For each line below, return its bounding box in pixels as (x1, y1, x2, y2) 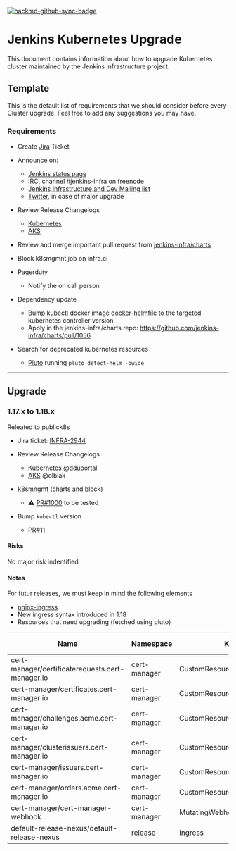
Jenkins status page (27, 170, 87, 178)
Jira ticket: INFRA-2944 (17, 436, 86, 445)
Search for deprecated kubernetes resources (17, 345, 149, 354)
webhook (11, 812, 42, 822)
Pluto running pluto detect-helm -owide (27, 359, 145, 367)
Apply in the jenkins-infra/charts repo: (27, 324, 138, 333)
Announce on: (17, 156, 58, 165)
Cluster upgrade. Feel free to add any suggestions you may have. (7, 108, 197, 117)
